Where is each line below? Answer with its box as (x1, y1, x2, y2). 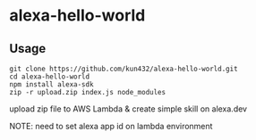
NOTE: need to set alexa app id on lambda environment (9, 121, 213, 131)
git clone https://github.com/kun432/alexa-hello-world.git (9, 64, 239, 73)
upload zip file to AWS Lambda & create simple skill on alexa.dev (9, 103, 248, 114)
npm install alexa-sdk (9, 80, 94, 89)
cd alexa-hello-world (9, 72, 90, 81)
